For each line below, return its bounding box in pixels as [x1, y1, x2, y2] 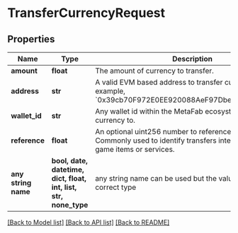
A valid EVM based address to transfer [95, 78, 223, 87]
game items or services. [95, 145, 175, 154]
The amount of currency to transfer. [95, 66, 215, 76]
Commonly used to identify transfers [95, 136, 217, 145]
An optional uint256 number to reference [95, 127, 232, 136]
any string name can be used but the [95, 174, 217, 183]
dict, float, [51, 174, 87, 183]
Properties [7, 33, 55, 45]
